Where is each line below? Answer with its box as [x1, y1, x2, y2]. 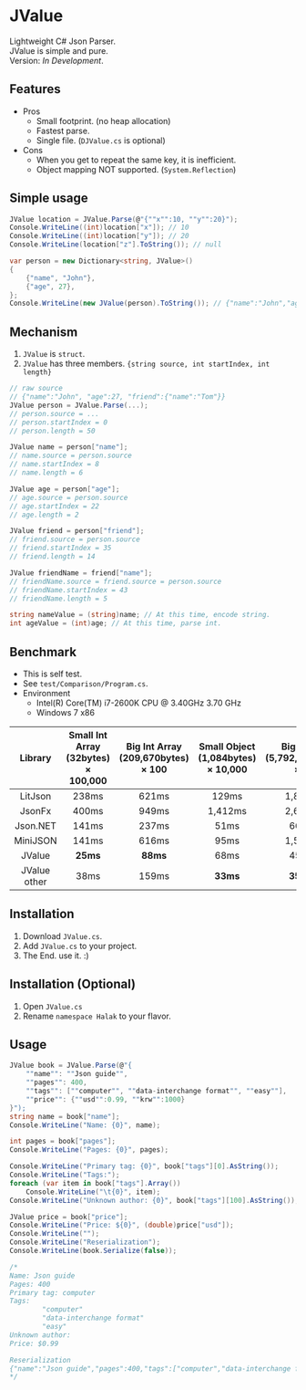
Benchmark [9, 644, 77, 660]
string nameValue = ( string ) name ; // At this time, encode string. [9, 611, 271, 620]
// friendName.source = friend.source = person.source [9, 577, 222, 586]
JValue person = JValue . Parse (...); [9, 401, 148, 410]
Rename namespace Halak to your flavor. [22, 1010, 171, 1021]
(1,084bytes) [198, 751, 257, 764]
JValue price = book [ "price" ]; [9, 1212, 128, 1221]
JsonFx [19, 804, 52, 817]
